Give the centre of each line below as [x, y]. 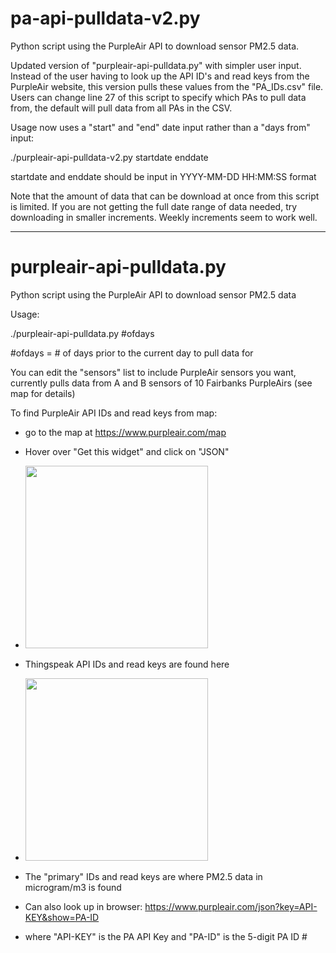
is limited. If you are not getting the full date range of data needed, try [154, 206]
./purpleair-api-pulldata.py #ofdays [82, 333]
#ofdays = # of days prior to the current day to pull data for [132, 353]
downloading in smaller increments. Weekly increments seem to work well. [164, 217]
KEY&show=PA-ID [62, 917]
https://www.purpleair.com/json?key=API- [231, 906]
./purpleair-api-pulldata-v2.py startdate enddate [109, 157]
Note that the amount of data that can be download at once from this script [165, 196]
